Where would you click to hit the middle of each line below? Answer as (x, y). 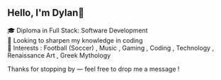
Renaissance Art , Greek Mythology (59, 55)
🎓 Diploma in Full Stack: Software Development (78, 30)
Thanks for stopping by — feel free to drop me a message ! (93, 69)
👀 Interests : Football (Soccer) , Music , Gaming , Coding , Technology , (111, 48)
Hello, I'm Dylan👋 (46, 13)
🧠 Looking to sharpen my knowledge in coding (75, 40)
